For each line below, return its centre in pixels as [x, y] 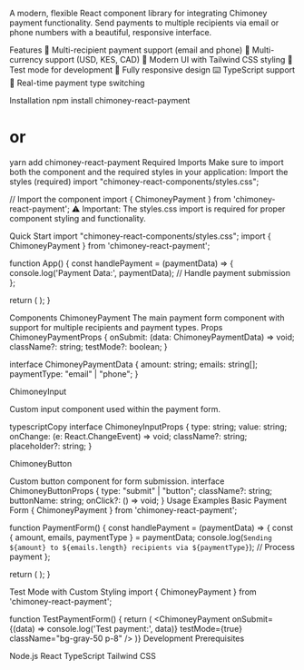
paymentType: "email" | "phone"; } [74, 374]
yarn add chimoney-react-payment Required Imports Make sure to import [147, 162]
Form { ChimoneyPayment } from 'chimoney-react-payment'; [123, 510]
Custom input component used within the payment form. [115, 409]
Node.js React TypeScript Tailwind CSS [83, 655]
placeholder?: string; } [51, 446]
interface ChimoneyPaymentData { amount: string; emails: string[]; [134, 364]
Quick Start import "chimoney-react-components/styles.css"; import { [141, 236]
